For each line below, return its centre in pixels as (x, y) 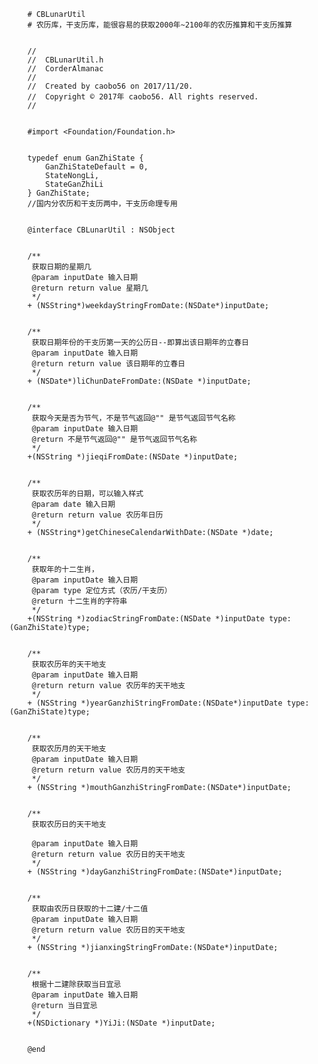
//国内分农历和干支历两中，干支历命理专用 (102, 204)
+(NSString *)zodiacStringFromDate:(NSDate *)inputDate (146, 619)
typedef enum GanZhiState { (85, 158)
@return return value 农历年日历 (97, 515)
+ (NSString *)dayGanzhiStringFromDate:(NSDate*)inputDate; (155, 872)
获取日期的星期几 (61, 267)
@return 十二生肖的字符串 (79, 601)
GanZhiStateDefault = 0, (97, 167)
